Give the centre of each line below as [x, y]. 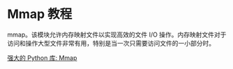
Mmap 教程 [40, 14]
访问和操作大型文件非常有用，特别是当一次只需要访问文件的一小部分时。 [111, 43]
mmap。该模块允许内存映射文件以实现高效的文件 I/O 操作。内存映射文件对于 [117, 34]
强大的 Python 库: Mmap [42, 58]
